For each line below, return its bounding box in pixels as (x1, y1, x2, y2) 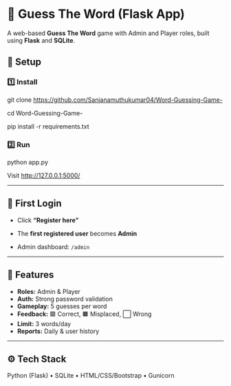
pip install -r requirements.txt (7, 122, 89, 130)
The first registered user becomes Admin (16, 229, 137, 237)
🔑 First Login (7, 197, 62, 209)
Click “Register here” (16, 216, 79, 224)
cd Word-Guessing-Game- (7, 109, 83, 117)
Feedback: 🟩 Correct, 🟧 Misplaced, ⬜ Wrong (16, 310, 152, 318)
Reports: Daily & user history (16, 327, 100, 335)
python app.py (7, 158, 49, 166)
